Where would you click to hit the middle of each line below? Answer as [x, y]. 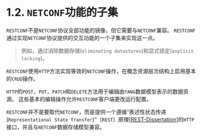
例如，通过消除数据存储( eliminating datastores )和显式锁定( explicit [107, 50]
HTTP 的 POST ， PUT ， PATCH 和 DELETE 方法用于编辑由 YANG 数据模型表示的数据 [95, 91]
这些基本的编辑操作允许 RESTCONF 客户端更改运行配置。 [85, 99]
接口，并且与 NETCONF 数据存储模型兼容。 [56, 127]
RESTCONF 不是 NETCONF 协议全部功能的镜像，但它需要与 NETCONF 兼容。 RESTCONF [101, 30]
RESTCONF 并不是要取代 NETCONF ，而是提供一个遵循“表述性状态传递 [86, 112]
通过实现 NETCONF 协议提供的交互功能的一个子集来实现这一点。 [82, 37]
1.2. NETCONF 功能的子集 [62, 12]
